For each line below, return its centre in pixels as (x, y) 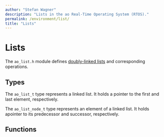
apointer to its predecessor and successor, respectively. (62, 114)
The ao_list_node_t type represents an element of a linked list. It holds (77, 109)
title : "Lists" (21, 23)
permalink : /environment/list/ (37, 19)
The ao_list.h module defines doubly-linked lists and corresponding (75, 62)
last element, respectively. (32, 99)
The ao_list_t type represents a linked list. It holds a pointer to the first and (82, 94)
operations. (17, 67)
